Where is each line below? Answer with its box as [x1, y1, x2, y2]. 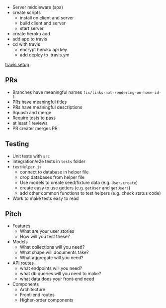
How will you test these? [19, 234, 70, 240]
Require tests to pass [12, 115, 56, 121]
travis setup [5, 62, 30, 67]
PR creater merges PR [12, 125, 58, 131]
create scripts [12, 9, 41, 15]
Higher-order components [19, 297, 74, 303]
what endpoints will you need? [19, 265, 83, 271]
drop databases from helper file [19, 174, 85, 180]
